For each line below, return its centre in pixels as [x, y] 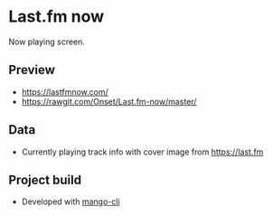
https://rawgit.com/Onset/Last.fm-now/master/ [109, 101]
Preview [32, 70]
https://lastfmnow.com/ [65, 91]
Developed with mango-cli [71, 202]
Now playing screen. [47, 42]
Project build [45, 179]
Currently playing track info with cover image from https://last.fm [142, 152]
